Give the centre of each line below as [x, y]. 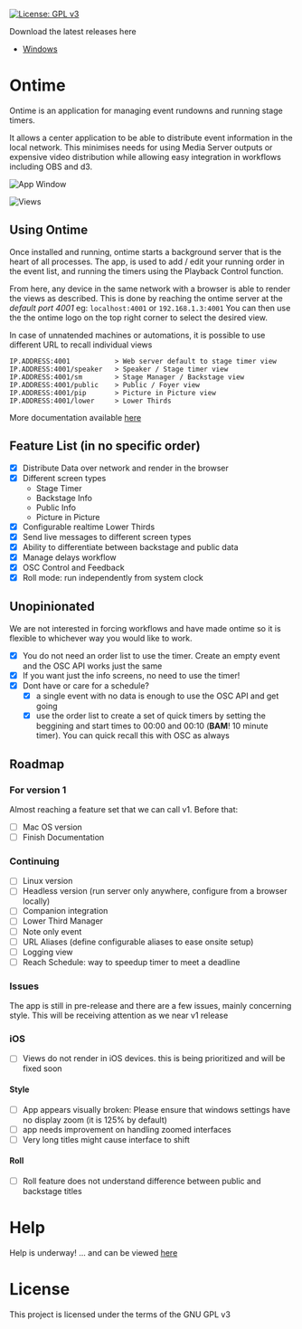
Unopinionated [52, 607]
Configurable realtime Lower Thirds [89, 527]
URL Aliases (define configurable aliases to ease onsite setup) [138, 942]
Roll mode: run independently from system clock [113, 578]
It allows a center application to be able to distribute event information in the [151, 138]
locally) [36, 901]
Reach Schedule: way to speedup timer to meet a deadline [131, 962]
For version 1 [38, 790]
